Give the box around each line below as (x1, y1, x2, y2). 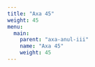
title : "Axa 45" (7, 10, 54, 17)
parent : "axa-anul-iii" (20, 36, 89, 43)
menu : (7, 23, 23, 30)
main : (13, 29, 30, 37)
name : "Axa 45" (20, 43, 64, 50)
